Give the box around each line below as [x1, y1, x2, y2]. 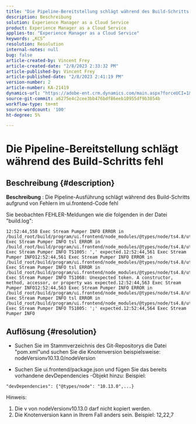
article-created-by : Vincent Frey [6, 57, 90, 63]
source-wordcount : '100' [6, 107, 66, 112]
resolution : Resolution [6, 42, 64, 47]
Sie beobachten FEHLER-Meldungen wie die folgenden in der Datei [6, 211, 167, 218]
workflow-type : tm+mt [6, 101, 59, 107]
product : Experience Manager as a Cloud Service [6, 25, 127, 31]
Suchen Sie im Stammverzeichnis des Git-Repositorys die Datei [14, 342, 167, 349]
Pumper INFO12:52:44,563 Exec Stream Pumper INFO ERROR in [6, 285, 153, 291]
